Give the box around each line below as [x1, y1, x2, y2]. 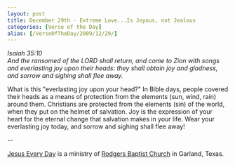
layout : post [7, 10, 46, 18]
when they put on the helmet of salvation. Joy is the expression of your [7, 107, 213, 116]
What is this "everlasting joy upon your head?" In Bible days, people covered [7, 85, 229, 93]
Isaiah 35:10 [7, 49, 43, 58]
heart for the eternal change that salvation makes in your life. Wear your [7, 115, 215, 124]
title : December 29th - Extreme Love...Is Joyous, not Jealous [7, 17, 196, 24]
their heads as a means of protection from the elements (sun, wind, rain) [7, 93, 217, 101]
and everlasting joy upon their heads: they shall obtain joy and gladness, [7, 64, 218, 72]
